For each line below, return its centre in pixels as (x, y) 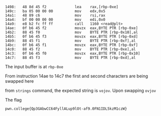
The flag (13, 100)
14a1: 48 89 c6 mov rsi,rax (55, 15)
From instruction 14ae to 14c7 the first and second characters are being (77, 76)
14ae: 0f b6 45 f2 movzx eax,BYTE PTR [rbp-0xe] (72, 28)
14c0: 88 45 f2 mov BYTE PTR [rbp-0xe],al (71, 49)
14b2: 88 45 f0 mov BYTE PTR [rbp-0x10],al (72, 32)
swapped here (19, 81)
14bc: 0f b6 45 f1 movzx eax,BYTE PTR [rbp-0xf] (72, 45)
